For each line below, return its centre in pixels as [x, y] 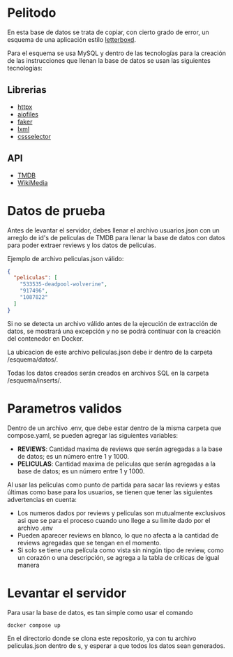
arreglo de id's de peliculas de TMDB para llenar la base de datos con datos [116, 237]
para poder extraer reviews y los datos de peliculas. [82, 245]
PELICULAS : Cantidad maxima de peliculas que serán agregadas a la [116, 464]
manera [28, 565]
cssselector [34, 136]
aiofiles [28, 114]
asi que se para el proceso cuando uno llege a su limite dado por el [114, 520]
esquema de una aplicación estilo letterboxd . [72, 39]
